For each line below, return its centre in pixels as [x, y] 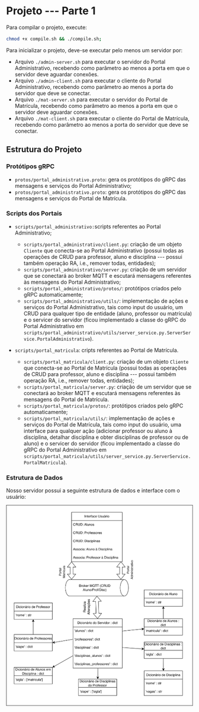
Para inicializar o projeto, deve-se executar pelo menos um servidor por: [94, 50]
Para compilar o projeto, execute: [46, 27]
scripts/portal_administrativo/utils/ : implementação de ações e [106, 301]
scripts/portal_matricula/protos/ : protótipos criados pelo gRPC [103, 405]
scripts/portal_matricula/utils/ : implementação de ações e [99, 418]
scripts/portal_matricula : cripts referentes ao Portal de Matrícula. [97, 350]
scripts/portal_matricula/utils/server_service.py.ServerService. [107, 456]
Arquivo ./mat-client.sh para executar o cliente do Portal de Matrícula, [102, 118]
